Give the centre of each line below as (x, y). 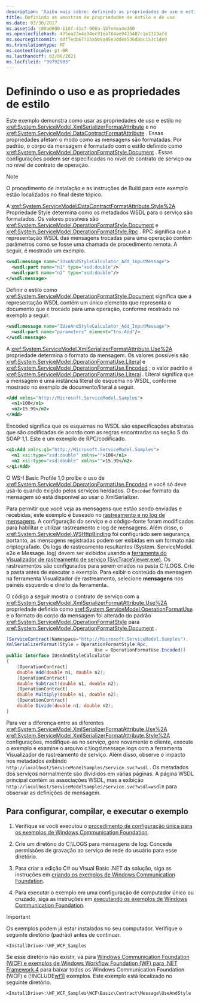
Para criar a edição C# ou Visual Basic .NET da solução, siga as (93, 868)
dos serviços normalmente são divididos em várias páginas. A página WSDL (100, 773)
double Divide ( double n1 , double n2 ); (65, 706)
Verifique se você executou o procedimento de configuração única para (103, 826)
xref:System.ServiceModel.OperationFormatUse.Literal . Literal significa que (100, 374)
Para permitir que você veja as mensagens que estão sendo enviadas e (94, 508)
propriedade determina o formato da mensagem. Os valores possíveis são (98, 355)
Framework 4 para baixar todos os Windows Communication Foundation (95, 969)
